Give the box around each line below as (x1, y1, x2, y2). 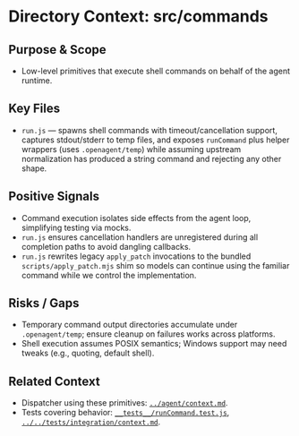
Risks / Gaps (8, 295, 80, 311)
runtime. (21, 75, 53, 86)
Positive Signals (8, 189, 100, 204)
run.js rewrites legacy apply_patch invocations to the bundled (21, 251, 252, 261)
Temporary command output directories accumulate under (21, 320, 238, 330)
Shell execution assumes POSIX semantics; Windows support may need (21, 338, 287, 349)
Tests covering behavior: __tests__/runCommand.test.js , (21, 407, 230, 418)
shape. (21, 163, 47, 174)
